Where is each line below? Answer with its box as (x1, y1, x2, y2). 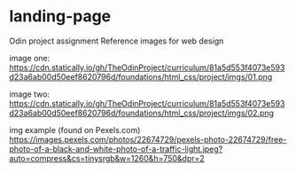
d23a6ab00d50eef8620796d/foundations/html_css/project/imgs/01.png (9, 71, 273, 82)
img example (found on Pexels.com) (9, 124, 141, 135)
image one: (9, 52, 51, 63)
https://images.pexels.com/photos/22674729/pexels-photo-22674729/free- (9, 134, 287, 145)
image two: (9, 89, 51, 99)
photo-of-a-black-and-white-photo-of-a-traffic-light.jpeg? (9, 144, 223, 154)
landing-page (9, 6, 112, 27)
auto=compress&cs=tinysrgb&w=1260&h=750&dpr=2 (9, 152, 206, 163)
